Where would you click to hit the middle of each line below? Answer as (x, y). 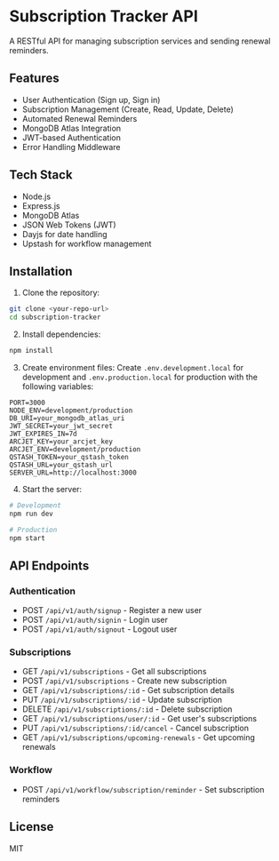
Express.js (41, 205)
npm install (31, 351)
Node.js (36, 196)
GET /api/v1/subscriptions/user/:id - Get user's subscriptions (139, 719)
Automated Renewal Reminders (80, 118)
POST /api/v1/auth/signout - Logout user (100, 629)
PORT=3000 (28, 403)
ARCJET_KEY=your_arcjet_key (61, 442)
